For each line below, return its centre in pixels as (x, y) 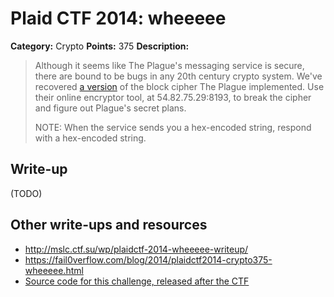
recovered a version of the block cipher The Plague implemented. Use (179, 86)
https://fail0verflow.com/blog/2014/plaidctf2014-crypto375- (148, 259)
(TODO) (26, 193)
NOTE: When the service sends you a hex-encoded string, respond (173, 127)
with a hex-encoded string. (90, 138)
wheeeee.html (54, 270)
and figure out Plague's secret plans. (110, 108)
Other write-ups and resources (109, 225)
